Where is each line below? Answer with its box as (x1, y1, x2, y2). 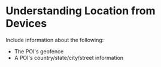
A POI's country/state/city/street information (14, 54, 124, 61)
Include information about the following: (5, 36, 104, 43)
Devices (5, 17, 47, 30)
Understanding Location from (5, 4, 156, 18)
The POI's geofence (14, 47, 64, 55)
